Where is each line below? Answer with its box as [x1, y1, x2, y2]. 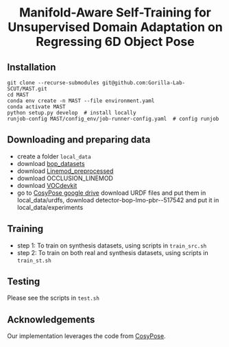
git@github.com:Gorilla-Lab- [101, 80, 186, 86]
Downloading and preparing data [7, 134, 151, 145]
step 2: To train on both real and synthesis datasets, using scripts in [16, 248, 208, 256]
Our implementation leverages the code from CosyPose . [7, 332, 166, 340]
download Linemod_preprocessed [16, 167, 114, 175]
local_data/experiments [16, 203, 84, 211]
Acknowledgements [7, 313, 95, 325]
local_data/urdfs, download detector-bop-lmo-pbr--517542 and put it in [16, 195, 219, 204]
